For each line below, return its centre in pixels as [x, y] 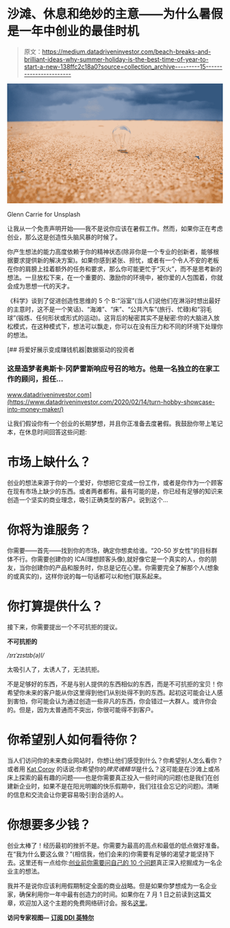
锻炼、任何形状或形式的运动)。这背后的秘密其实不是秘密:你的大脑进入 [116, 317]
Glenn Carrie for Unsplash [44, 214]
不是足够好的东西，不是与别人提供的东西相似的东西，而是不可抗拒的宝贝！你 [115, 683]
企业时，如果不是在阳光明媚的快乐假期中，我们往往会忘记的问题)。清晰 [119, 786]
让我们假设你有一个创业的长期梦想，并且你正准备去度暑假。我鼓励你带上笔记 [115, 423]
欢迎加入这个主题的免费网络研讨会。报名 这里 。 [85, 903]
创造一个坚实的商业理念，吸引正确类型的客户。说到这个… [88, 499]
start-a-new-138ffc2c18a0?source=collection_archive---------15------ [123, 67]
